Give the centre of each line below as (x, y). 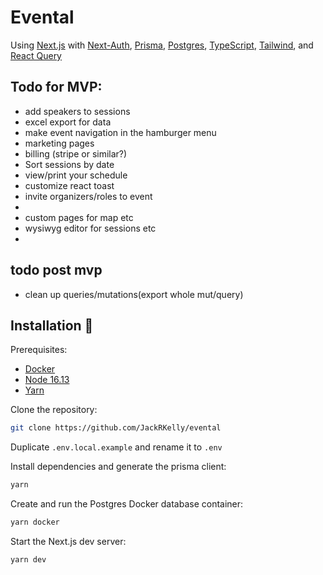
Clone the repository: (54, 410)
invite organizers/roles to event (88, 196)
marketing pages (59, 143)
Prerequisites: (39, 350)
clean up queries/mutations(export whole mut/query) (134, 294)
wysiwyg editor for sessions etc (90, 228)
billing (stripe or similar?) (76, 153)
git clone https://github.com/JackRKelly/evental (116, 428)
